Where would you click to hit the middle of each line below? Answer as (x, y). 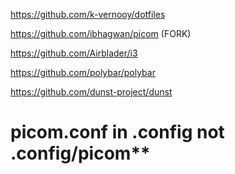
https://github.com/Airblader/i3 (74, 53)
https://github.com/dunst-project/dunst (91, 92)
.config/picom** (80, 153)
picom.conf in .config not (117, 132)
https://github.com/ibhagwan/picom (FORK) (101, 33)
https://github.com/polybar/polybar (83, 72)
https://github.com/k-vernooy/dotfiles (88, 14)
